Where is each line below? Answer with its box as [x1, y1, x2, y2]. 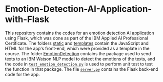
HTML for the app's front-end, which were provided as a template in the [5, 45, 150, 51]
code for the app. [5, 71, 40, 77]
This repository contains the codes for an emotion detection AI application [5, 30, 155, 36]
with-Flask [5, 14, 50, 25]
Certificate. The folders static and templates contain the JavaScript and [5, 40, 149, 46]
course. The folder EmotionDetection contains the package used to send [5, 50, 151, 57]
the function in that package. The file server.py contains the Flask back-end [5, 66, 159, 72]
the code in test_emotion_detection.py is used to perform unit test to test [5, 61, 153, 67]
